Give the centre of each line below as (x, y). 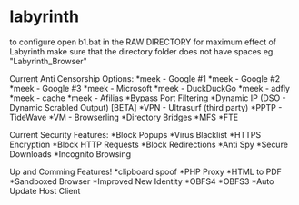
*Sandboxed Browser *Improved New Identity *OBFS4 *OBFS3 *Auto (142, 181)
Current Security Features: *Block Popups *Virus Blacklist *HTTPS (135, 134)
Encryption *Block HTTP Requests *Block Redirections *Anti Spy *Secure (149, 144)
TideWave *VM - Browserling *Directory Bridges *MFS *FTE (124, 117)
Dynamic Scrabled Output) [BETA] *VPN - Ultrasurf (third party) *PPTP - (146, 107)
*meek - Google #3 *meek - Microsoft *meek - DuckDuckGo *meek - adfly (150, 88)
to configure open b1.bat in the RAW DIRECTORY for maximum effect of (143, 42)
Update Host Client (45, 190)
